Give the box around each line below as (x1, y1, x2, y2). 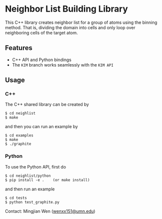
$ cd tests (5, 195, 27, 200)
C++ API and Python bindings (12, 57, 72, 63)
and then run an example (5, 186, 55, 192)
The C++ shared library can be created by (5, 101, 89, 107)
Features (5, 44, 32, 52)
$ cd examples (5, 133, 34, 138)
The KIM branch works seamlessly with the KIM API (12, 62, 114, 67)
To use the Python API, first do (5, 164, 66, 169)
